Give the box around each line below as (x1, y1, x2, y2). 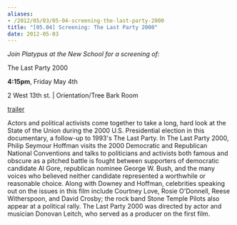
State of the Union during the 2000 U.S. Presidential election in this (7, 126, 205, 135)
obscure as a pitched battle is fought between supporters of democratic (7, 157, 220, 165)
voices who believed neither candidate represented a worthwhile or (7, 172, 206, 180)
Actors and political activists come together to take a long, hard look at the (7, 119, 226, 127)
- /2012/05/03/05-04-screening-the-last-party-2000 (7, 17, 164, 24)
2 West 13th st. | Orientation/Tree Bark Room (7, 91, 138, 100)
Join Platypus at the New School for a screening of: (7, 50, 160, 58)
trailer (7, 105, 25, 114)
